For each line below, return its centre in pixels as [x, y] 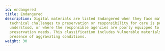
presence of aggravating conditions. [48, 37]
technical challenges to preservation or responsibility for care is [82, 23]
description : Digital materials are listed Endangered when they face [79, 18]
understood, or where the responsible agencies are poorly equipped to [84, 28]
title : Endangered [24, 14]
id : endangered [21, 9]
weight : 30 [16, 41]
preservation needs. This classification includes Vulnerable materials [85, 32]
